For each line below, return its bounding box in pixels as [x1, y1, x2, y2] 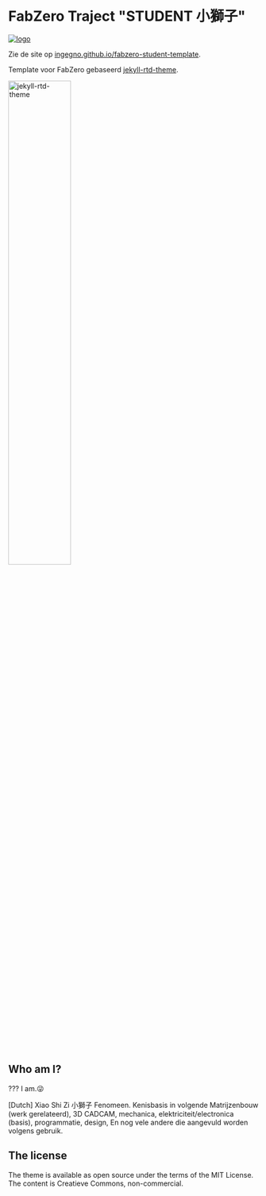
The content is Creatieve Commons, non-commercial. [8, 1179, 184, 1188]
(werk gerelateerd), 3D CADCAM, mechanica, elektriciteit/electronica [8, 1109, 234, 1118]
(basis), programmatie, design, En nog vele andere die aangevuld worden [8, 1117, 249, 1127]
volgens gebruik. [8, 1125, 64, 1136]
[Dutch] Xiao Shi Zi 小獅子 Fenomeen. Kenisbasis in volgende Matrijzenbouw [8, 1100, 259, 1109]
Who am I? [8, 1063, 62, 1076]
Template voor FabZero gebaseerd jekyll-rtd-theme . [8, 64, 179, 74]
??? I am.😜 [8, 1083, 44, 1093]
